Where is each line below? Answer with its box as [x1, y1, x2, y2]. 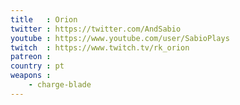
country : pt [10, 61, 65, 71]
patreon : [10, 52, 52, 62]
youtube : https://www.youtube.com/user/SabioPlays [10, 33, 230, 43]
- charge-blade [28, 80, 92, 90]
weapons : [10, 71, 52, 81]
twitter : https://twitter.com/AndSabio [10, 24, 182, 34]
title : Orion [10, 14, 78, 25]
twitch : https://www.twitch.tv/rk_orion [10, 42, 190, 53]
